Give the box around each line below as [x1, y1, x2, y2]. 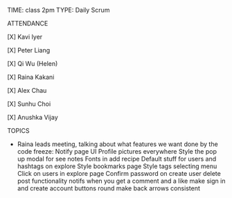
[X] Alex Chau [7, 87, 47, 94]
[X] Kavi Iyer [7, 33, 43, 41]
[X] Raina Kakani [7, 73, 55, 81]
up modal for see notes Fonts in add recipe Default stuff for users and [17, 155, 217, 163]
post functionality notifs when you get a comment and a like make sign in [17, 177, 226, 185]
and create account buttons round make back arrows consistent [17, 184, 201, 192]
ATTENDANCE [7, 19, 48, 27]
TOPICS [7, 127, 30, 134]
